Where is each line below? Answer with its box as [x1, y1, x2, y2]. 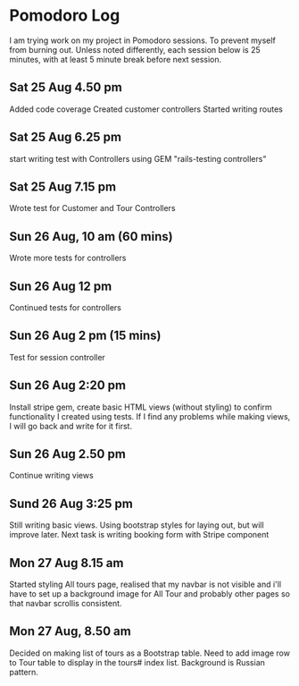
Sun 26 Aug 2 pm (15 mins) [9, 328, 162, 343]
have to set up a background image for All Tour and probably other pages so [9, 589, 290, 599]
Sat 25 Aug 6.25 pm [9, 130, 122, 145]
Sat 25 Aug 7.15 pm [9, 179, 117, 194]
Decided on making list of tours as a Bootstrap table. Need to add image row [9, 648, 290, 658]
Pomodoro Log [9, 5, 120, 26]
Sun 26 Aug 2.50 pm [9, 446, 127, 462]
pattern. [9, 666, 38, 677]
